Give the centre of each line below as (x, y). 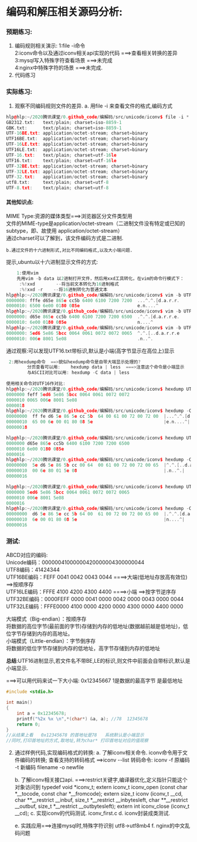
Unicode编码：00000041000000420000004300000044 (75, 562)
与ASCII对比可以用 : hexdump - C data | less (79, 373)
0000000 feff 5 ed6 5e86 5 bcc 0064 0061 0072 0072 (68, 394)
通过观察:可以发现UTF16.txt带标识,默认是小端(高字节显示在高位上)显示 (90, 351)
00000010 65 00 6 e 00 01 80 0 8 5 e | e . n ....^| (98, 422)
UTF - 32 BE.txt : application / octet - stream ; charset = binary (77, 166)
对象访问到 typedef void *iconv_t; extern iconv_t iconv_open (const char (101, 787)
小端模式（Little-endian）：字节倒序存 (51, 641)
